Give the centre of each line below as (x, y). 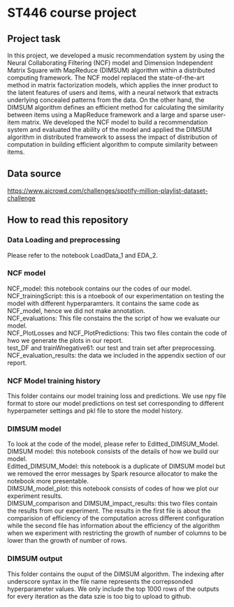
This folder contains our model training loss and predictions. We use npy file (117, 396)
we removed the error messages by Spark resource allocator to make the (112, 474)
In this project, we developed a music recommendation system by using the (116, 55)
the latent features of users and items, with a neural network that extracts (113, 93)
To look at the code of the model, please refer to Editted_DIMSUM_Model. (114, 444)
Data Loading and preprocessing (64, 240)
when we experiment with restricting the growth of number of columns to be (117, 533)
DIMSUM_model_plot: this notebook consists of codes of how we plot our (113, 489)
